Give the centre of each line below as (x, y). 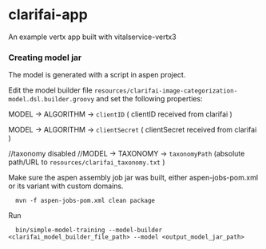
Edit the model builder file (51, 90)
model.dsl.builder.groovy (51, 100)
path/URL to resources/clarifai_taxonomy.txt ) (87, 162)
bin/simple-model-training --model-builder (89, 230)
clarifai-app (48, 15)
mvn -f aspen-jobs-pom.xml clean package (85, 201)
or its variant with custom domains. (66, 186)
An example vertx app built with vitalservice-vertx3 (93, 37)
